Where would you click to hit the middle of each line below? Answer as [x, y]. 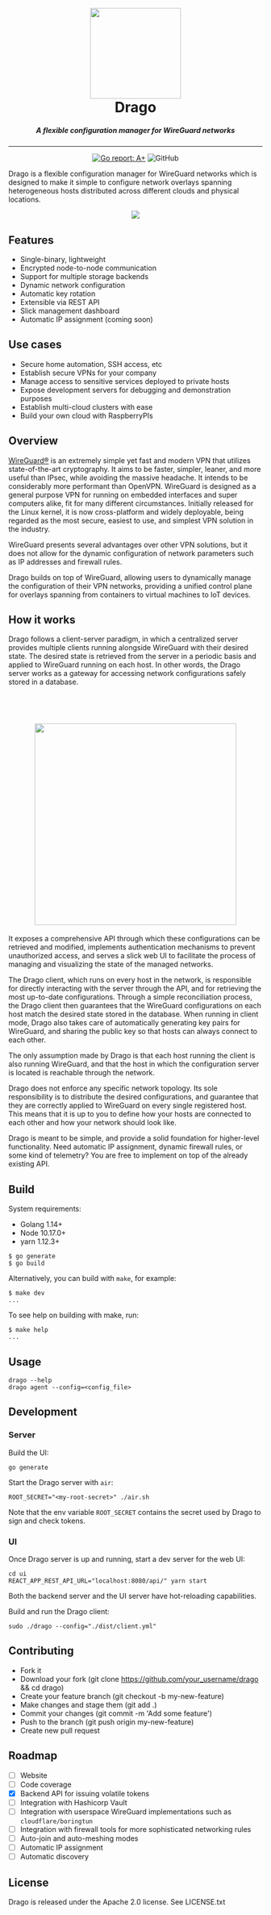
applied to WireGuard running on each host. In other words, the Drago [124, 665]
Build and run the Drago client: [59, 1611]
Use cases [35, 345]
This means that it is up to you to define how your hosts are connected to [130, 1114]
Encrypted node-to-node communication [88, 268]
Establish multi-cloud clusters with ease [86, 407]
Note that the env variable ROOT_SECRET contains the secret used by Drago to [135, 1512]
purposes [36, 398]
